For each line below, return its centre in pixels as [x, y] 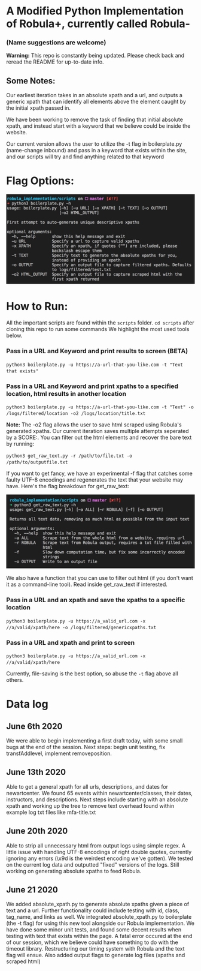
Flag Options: [40, 181]
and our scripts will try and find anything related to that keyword [85, 157]
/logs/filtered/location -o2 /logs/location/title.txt [76, 413]
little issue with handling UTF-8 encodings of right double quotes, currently [99, 852]
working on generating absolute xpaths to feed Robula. [74, 871]
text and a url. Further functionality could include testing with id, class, [93, 910]
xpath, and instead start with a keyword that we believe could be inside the [98, 126]
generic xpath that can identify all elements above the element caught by [96, 102]
